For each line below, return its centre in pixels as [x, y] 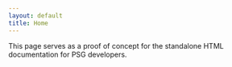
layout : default [35, 16]
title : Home [28, 23]
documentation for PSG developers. [68, 54]
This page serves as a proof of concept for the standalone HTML [116, 45]
